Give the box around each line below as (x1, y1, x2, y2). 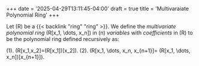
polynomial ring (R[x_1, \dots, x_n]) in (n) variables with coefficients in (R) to (6, 29, 193, 36)
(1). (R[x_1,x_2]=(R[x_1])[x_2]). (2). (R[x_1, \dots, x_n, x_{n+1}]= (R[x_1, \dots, (6, 47, 191, 54)
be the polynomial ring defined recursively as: (6, 36, 120, 42)
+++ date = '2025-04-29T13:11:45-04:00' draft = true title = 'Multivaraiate (6, 5, 189, 12)
